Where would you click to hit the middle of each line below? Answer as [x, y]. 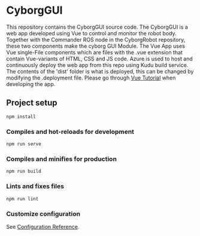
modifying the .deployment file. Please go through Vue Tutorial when [91, 78]
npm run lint [22, 199]
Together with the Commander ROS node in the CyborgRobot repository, [96, 39]
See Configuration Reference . [43, 226]
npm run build [24, 171]
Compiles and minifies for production [61, 159]
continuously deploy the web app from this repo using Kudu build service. [97, 65]
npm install [21, 117]
